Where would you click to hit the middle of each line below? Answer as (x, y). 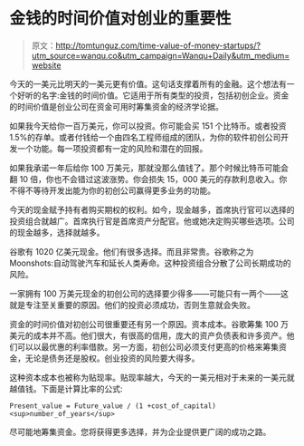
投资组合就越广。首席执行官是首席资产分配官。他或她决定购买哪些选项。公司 (152, 221)
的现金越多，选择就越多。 (57, 232)
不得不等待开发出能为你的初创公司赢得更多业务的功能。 (112, 190)
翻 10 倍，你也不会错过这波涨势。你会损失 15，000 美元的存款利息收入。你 (148, 179)
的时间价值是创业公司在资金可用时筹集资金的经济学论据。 (116, 106)
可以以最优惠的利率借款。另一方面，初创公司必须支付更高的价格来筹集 (147, 346)
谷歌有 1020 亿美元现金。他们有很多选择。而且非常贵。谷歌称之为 (132, 251)
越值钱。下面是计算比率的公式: (66, 388)
